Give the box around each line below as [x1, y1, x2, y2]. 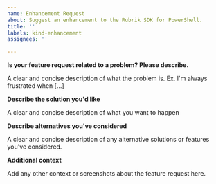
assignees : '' [7, 36, 48, 43]
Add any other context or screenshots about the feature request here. [7, 169, 206, 178]
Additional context [7, 156, 62, 165]
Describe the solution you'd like [7, 95, 100, 104]
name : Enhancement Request [7, 10, 85, 17]
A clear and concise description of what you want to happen [7, 109, 180, 117]
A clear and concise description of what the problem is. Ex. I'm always [7, 74, 208, 83]
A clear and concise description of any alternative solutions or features [7, 136, 210, 144]
